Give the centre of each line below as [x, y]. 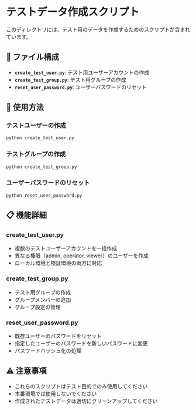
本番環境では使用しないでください [56, 394]
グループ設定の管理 [37, 307]
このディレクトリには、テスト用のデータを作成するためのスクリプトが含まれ [98, 29]
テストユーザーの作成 [36, 126]
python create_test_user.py [40, 138]
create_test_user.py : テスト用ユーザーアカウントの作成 [82, 72]
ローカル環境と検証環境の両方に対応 [58, 263]
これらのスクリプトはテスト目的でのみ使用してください [81, 386]
